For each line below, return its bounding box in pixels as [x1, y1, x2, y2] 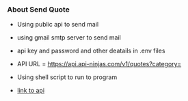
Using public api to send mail [16, 20, 99, 29]
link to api [16, 87, 45, 95]
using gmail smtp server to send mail [16, 33, 121, 42]
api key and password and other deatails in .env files [16, 46, 165, 55]
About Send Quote [7, 5, 70, 14]
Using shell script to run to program [16, 73, 118, 81]
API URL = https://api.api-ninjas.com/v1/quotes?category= [16, 60, 182, 68]
